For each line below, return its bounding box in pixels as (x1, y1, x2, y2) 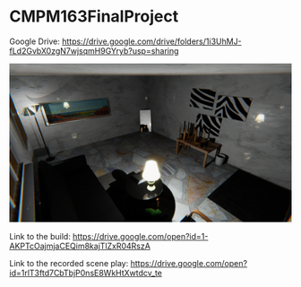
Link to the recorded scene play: (9, 258, 129, 269)
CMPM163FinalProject (9, 6, 179, 27)
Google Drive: (9, 36, 61, 47)
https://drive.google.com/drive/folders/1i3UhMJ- (61, 36, 242, 47)
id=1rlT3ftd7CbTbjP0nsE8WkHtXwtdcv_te (9, 267, 163, 279)
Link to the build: (9, 231, 72, 242)
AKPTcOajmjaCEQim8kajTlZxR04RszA (9, 240, 150, 252)
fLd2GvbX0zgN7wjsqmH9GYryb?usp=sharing (9, 45, 179, 56)
